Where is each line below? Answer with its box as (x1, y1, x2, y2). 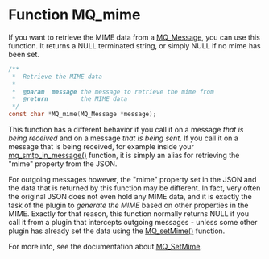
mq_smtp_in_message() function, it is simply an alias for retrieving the (8, 151, 240, 161)
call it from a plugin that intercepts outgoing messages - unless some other (8, 218, 258, 228)
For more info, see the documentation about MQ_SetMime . (8, 242, 203, 252)
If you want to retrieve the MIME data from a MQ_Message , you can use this (8, 32, 260, 42)
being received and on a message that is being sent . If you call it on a (8, 133, 239, 143)
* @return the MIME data (11, 95, 128, 103)
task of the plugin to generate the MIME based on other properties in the (8, 200, 249, 211)
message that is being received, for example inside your (8, 142, 195, 152)
